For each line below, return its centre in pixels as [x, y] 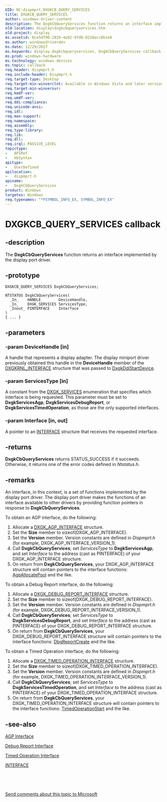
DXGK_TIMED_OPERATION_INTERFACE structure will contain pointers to [86, 703]
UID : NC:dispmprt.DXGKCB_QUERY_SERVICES [48, 10]
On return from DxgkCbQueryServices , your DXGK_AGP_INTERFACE [83, 564]
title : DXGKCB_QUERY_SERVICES [37, 14]
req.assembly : [20, 125]
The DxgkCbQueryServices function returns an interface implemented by [81, 254]
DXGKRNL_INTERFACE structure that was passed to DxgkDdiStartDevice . [80, 368]
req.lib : [14, 135]
